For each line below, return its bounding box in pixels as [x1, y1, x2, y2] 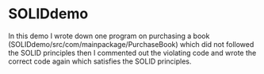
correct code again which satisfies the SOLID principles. [8, 56, 192, 66]
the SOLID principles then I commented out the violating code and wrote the [8, 48, 257, 57]
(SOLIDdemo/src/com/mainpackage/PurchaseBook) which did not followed [8, 39, 254, 49]
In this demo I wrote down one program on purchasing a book [8, 31, 210, 41]
